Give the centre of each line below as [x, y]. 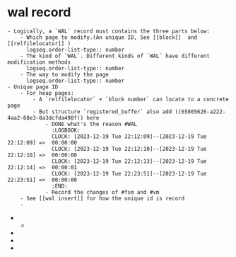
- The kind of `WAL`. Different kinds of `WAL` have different [115, 56]
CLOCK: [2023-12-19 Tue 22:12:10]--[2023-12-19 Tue [129, 149]
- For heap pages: [47, 93]
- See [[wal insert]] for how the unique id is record [102, 198]
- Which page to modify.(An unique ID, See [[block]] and [109, 37]
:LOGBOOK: [66, 130]
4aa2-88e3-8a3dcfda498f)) [45, 118]
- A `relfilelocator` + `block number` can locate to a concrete [131, 99]
